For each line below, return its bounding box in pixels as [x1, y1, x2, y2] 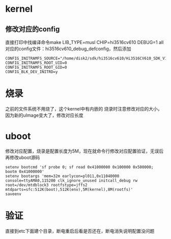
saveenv [5, 191, 22, 197]
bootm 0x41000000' [5, 169, 44, 174]
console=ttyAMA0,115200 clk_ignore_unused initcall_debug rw [5, 178, 138, 183]
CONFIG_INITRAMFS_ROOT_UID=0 [5, 60, 67, 66]
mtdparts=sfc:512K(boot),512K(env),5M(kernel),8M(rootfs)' [5, 187, 133, 192]
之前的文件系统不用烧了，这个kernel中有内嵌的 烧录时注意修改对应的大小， [5, 105, 162, 112]
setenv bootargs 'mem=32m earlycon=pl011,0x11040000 [5, 173, 120, 179]
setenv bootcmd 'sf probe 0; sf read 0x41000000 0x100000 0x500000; [5, 164, 154, 169]
